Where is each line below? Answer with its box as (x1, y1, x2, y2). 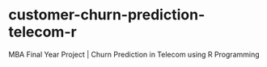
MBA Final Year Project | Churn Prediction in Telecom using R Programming (8, 49, 261, 59)
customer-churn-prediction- (8, 6, 206, 24)
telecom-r (8, 23, 77, 41)
